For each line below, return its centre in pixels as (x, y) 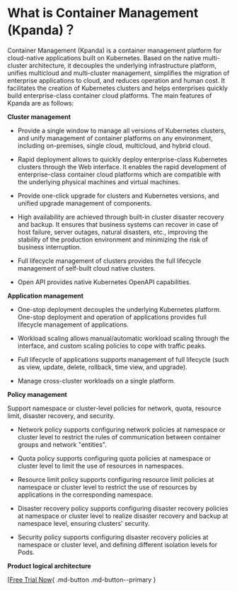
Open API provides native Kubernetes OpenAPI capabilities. (104, 282)
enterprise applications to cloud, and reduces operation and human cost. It (116, 80)
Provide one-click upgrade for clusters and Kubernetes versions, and (118, 196)
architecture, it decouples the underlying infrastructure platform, (123, 65)
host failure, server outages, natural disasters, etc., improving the (113, 232)
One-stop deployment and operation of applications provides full (112, 317)
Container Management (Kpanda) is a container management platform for (115, 50)
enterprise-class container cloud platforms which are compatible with (119, 174)
